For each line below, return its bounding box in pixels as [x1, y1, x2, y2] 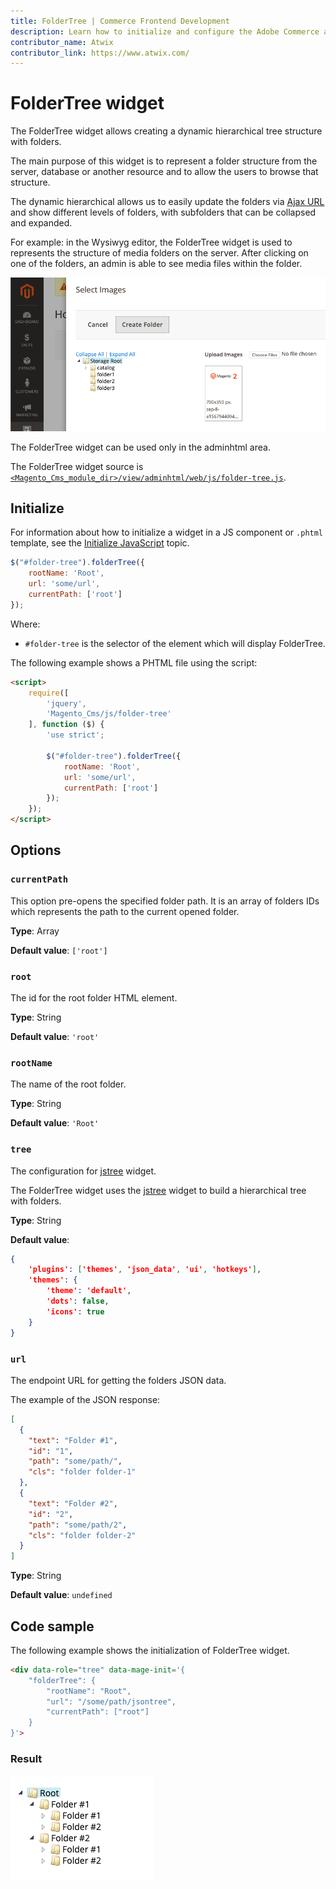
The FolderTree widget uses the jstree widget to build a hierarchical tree [10, 1184, 307, 1196]
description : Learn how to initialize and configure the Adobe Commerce [10, 26, 320, 37]
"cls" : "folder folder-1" [28, 1467, 137, 1477]
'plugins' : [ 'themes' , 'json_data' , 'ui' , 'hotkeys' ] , [28, 1265, 262, 1275]
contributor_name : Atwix [10, 37, 114, 47]
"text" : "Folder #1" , [28, 1435, 118, 1445]
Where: [10, 618, 41, 630]
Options [10, 842, 62, 859]
